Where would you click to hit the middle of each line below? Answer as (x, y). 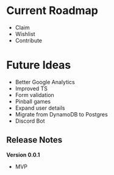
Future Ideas (39, 65)
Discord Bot (30, 121)
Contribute (29, 40)
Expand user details (40, 108)
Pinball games (33, 101)
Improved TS (31, 88)
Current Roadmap (52, 11)
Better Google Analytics (45, 82)
